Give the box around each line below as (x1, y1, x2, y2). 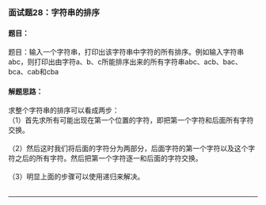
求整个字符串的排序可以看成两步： (8, 105, 120, 116)
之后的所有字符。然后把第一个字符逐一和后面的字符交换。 (14, 154, 203, 163)
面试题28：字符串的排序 (8, 6, 101, 17)
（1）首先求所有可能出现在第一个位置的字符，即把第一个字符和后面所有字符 (8, 116, 254, 125)
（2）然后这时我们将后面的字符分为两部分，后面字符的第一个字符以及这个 (8, 144, 249, 154)
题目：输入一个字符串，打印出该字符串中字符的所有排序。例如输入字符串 (8, 47, 244, 57)
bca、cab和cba (8, 67, 59, 77)
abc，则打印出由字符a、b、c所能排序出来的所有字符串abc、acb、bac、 (8, 57, 243, 66)
